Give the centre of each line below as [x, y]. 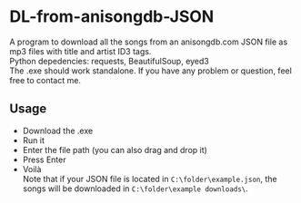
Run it [34, 140]
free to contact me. [45, 80]
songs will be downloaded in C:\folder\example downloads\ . [135, 188]
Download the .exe [58, 130]
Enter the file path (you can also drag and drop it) [115, 150]
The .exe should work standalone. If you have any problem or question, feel [151, 71]
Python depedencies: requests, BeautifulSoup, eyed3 [109, 61]
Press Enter [44, 159]
